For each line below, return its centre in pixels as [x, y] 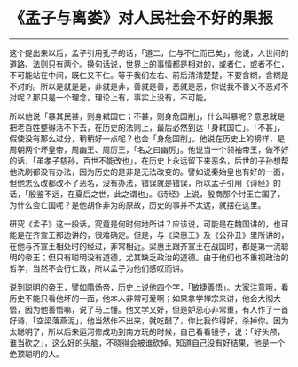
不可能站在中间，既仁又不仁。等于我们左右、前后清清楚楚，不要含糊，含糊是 [149, 75]
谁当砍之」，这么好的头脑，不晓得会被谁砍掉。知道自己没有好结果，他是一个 [147, 342]
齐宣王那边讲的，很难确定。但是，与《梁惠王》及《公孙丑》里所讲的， [161, 235]
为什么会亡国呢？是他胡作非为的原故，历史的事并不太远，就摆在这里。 [137, 204]
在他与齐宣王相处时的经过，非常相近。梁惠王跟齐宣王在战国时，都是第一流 [145, 246]
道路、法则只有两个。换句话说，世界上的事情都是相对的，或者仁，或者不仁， [149, 64]
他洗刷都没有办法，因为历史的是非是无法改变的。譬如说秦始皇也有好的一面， [149, 172]
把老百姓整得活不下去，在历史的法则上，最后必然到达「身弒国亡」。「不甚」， [147, 127]
